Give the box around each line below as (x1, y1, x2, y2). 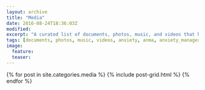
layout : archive (6, 9, 48, 15)
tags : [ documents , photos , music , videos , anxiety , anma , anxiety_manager (6, 37, 201, 43)
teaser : (12, 54, 32, 60)
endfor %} (6, 77, 32, 85)
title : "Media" (6, 15, 45, 21)
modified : (6, 26, 32, 32)
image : (6, 43, 23, 49)
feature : (12, 49, 34, 55)
